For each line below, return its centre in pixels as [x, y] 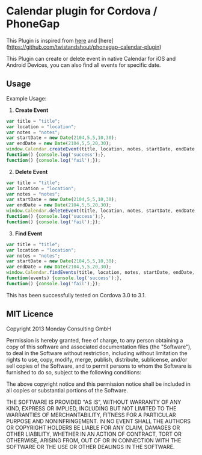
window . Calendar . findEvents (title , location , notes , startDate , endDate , [101, 273]
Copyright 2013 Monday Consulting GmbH [59, 329]
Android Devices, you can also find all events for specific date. [84, 65]
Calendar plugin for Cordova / [82, 11]
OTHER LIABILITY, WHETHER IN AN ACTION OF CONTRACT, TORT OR [94, 434]
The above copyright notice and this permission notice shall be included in [98, 384]
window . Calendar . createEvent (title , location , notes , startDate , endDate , [102, 149]
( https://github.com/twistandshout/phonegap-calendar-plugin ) [84, 47]
